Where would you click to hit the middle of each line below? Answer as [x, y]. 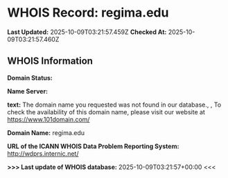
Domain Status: [30, 78]
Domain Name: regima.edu [46, 132]
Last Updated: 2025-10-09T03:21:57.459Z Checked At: [87, 32]
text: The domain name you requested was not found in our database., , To [114, 105]
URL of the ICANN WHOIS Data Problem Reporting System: [93, 146]
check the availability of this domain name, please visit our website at [106, 112]
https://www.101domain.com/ [49, 119]
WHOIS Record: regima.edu [88, 13]
